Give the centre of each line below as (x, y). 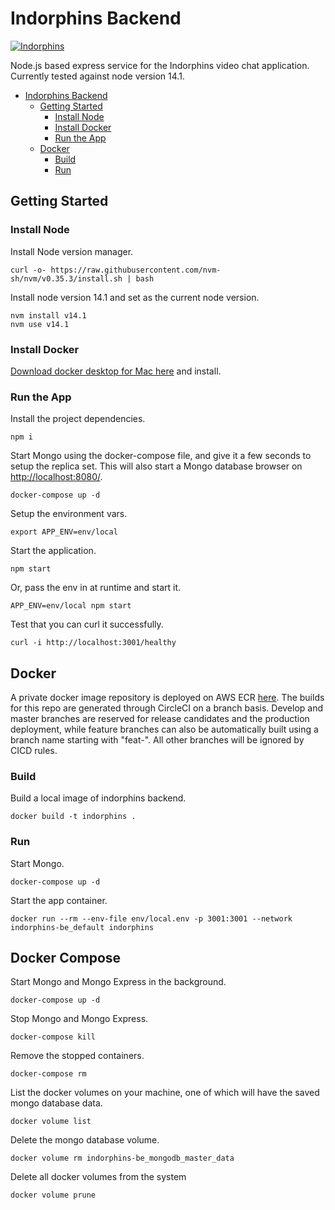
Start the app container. (59, 900)
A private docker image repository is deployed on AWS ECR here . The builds (167, 698)
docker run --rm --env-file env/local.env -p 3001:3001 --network (151, 918)
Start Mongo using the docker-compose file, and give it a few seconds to (161, 456)
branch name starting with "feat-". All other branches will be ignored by (157, 740)
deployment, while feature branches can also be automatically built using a (164, 729)
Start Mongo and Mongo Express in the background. (118, 982)
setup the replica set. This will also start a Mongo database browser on (156, 466)
